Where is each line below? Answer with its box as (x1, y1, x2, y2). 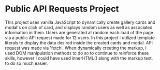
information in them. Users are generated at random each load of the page (5, 29, 154, 35)
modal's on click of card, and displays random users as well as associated (5, 24, 153, 30)
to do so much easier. (5, 60, 48, 66)
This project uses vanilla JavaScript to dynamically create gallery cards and (5, 19, 156, 25)
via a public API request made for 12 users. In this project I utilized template (5, 35, 155, 41)
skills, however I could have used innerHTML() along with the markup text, (5, 55, 153, 61)
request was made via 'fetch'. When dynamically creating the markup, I (5, 45, 146, 51)
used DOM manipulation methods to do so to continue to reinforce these (5, 50, 149, 56)
